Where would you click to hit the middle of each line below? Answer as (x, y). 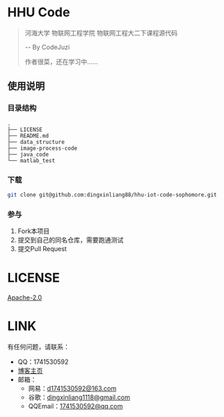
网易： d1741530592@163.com (72, 388)
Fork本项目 (34, 231)
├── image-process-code (43, 148)
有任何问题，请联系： (38, 346)
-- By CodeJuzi (47, 47)
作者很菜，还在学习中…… (61, 62)
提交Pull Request (42, 249)
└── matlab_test (31, 160)
